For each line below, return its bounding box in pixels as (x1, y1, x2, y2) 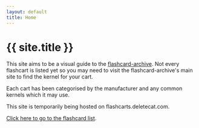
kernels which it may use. (6, 91, 70, 98)
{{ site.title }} (6, 40, 74, 54)
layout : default (6, 8, 47, 15)
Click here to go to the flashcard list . (6, 115, 97, 122)
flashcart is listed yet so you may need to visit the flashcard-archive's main (6, 67, 194, 74)
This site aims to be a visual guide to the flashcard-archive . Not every (6, 60, 180, 68)
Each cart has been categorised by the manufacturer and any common (6, 85, 183, 92)
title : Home (6, 14, 36, 21)
